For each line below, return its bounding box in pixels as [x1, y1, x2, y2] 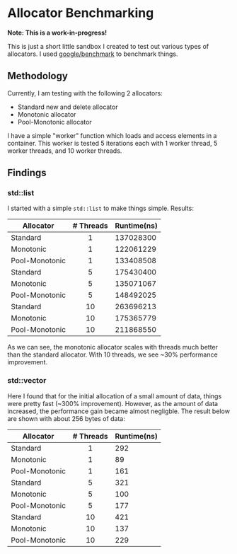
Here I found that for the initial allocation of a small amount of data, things [7, 391, 222, 400]
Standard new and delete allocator [17, 103, 118, 111]
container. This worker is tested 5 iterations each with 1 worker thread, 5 [7, 139, 218, 147]
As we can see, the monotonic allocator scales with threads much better [7, 343, 218, 352]
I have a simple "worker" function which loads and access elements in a [7, 131, 217, 139]
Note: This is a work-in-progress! [7, 28, 108, 37]
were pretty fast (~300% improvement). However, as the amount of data [7, 399, 218, 408]
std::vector [7, 376, 47, 386]
